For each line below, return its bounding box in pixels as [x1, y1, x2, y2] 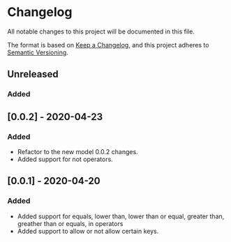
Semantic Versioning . [7, 48, 68, 56]
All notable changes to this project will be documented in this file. [7, 27, 195, 36]
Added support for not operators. [17, 155, 113, 163]
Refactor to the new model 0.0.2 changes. [17, 147, 138, 156]
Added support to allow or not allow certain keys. [17, 227, 159, 235]
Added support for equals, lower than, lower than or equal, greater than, [17, 212, 225, 220]
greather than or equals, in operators [17, 219, 124, 227]
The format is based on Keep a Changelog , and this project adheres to [7, 40, 209, 49]
